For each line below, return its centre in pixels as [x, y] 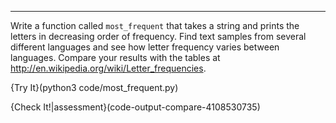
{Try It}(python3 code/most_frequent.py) [94, 87]
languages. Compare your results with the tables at [115, 57]
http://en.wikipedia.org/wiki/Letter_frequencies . [108, 68]
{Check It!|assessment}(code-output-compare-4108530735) [135, 107]
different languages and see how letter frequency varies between [145, 47]
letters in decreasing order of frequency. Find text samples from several [158, 36]
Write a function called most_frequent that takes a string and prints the [155, 25]
